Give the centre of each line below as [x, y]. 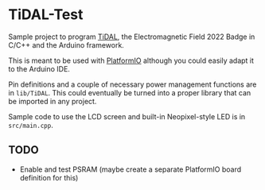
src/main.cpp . [31, 125]
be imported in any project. [53, 101]
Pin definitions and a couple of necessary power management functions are [132, 84]
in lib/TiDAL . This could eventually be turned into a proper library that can [130, 92]
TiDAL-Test [46, 15]
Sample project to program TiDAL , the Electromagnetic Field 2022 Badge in [132, 37]
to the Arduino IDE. [39, 68]
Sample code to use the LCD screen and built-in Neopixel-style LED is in [127, 116]
